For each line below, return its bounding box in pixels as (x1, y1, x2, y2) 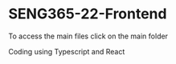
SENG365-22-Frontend (8, 5, 167, 23)
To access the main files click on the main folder (8, 31, 169, 41)
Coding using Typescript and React (8, 46, 125, 56)
